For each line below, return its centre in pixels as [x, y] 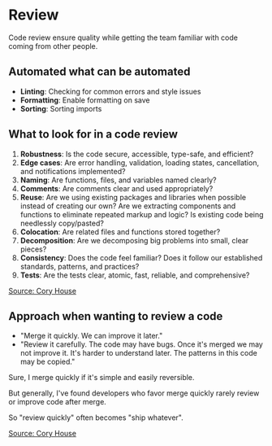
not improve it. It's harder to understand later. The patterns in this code [138, 353]
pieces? [33, 249]
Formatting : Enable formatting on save [85, 100]
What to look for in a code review [93, 135]
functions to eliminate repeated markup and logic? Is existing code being [142, 214]
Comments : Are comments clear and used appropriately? [117, 188]
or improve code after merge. [58, 402]
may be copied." [47, 362]
